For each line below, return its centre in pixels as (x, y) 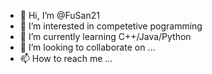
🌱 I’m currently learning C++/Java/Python (105, 36)
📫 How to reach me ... (66, 58)
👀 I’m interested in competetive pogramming (111, 26)
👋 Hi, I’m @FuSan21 (59, 15)
